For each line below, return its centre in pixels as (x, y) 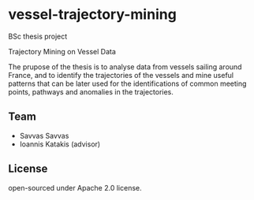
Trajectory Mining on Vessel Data (62, 51)
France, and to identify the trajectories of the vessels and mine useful (121, 75)
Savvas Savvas (44, 135)
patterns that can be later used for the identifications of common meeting (127, 83)
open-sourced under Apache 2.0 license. (75, 187)
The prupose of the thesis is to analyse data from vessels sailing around (125, 67)
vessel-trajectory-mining (93, 15)
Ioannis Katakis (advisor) (60, 144)
